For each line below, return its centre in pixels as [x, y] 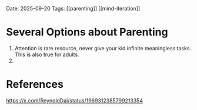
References [35, 85]
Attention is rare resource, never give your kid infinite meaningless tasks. [103, 48]
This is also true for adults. [47, 54]
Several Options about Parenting [87, 32]
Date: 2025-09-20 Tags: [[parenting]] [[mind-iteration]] [73, 8]
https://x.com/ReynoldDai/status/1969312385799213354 [74, 100]
